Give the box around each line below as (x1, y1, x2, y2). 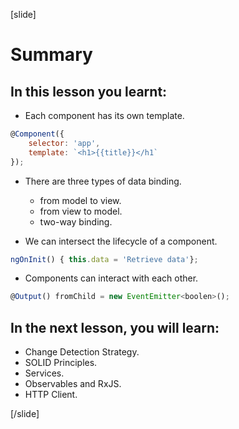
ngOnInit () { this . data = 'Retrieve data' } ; (10, 254, 199, 264)
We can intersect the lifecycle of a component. (24, 235, 218, 247)
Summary (10, 44, 93, 66)
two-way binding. (39, 215, 113, 228)
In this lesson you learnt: (10, 83, 168, 100)
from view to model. (39, 205, 123, 217)
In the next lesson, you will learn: (10, 319, 220, 336)
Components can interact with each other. (24, 272, 199, 284)
